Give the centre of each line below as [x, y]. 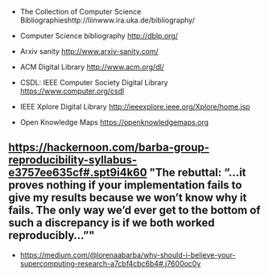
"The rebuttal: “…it [198, 173]
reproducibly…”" [52, 235]
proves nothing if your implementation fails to [125, 185]
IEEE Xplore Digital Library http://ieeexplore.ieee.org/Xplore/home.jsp [135, 107]
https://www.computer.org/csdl [72, 91]
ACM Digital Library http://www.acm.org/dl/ [92, 67]
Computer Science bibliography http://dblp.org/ [99, 36]
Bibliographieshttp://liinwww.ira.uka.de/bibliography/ [107, 20]
